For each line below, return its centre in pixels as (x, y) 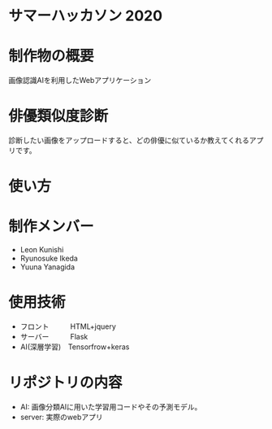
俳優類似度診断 (58, 116)
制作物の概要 (52, 56)
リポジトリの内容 (66, 383)
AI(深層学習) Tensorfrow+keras (75, 347)
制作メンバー (52, 227)
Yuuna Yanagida (47, 267)
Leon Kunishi (42, 250)
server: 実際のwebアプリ (61, 417)
